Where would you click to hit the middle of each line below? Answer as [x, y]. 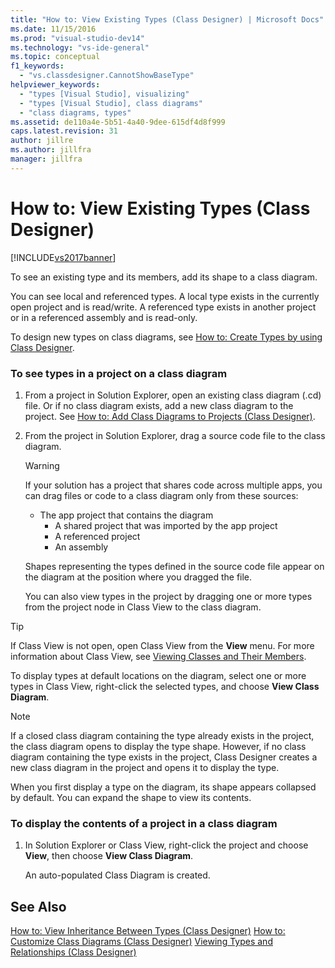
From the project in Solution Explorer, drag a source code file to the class [175, 435]
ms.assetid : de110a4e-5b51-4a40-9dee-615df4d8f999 [118, 122]
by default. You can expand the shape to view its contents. [131, 797]
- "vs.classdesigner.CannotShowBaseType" [107, 76]
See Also [38, 906]
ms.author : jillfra [51, 150]
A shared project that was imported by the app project [166, 525]
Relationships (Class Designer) [73, 952]
